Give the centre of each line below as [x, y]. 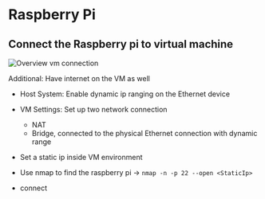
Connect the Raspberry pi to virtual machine [121, 44]
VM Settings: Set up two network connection [93, 109]
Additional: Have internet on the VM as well [79, 78]
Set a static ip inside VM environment [81, 157]
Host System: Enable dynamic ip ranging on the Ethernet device [125, 94]
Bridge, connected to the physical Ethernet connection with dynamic [144, 133]
